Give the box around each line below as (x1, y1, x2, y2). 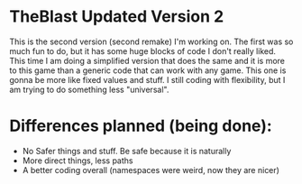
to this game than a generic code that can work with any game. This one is (9, 65, 287, 76)
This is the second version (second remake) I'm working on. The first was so (9, 36, 294, 47)
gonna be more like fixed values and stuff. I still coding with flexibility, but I (9, 74, 286, 85)
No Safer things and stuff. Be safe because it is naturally (22, 145, 232, 156)
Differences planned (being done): (9, 115, 272, 136)
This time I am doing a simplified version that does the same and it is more (9, 55, 286, 66)
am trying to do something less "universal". (9, 84, 169, 95)
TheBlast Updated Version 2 (9, 6, 224, 27)
